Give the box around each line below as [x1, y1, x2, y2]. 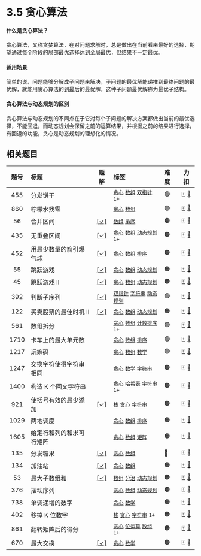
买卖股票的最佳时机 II [31, 308, 90, 316]
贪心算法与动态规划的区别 [6, 100, 69, 108]
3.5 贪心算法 [6, 5, 68, 19]
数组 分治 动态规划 [113, 475, 157, 482]
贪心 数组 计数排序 [113, 319, 157, 327]
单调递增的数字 [31, 498, 73, 507]
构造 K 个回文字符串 [31, 382, 86, 391]
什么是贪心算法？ [6, 26, 48, 34]
